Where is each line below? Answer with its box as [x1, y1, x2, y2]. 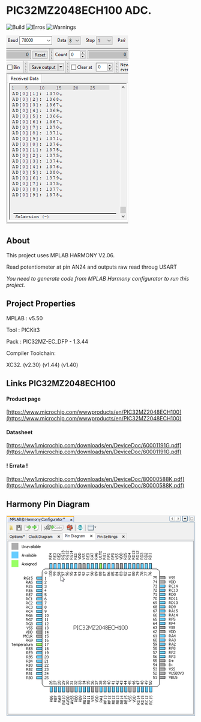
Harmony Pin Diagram [6, 499, 90, 509]
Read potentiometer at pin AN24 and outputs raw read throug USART [6, 263, 177, 270]
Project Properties [6, 299, 76, 309]
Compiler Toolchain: [6, 349, 56, 357]
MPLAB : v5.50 [6, 314, 43, 321]
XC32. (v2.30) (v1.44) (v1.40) [6, 361, 79, 368]
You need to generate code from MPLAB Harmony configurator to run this [6, 275, 190, 282]
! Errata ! [6, 462, 28, 469]
